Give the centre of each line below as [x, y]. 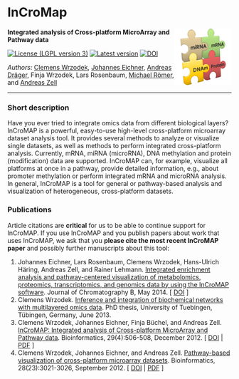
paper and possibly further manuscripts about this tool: [88, 248]
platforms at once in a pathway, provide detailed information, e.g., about [113, 169]
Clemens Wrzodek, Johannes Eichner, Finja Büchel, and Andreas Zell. [119, 322]
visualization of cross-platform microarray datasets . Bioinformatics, [116, 360]
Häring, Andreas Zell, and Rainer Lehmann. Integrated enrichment [114, 269]
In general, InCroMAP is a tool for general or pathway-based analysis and [115, 184]
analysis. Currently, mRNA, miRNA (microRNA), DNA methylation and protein [119, 153]
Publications [30, 209]
